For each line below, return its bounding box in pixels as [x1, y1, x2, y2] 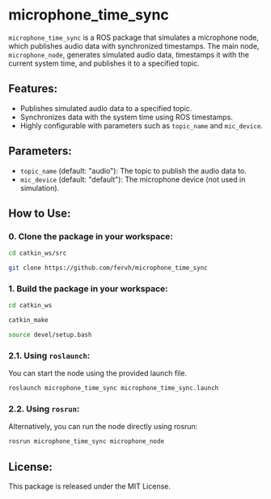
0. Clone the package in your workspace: [8, 230, 174, 242]
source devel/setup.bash [8, 331, 92, 339]
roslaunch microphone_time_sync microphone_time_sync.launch [8, 384, 219, 393]
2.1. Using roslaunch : [8, 350, 91, 361]
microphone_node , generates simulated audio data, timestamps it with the [8, 49, 249, 59]
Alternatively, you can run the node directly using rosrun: [8, 422, 198, 432]
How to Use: [8, 206, 71, 220]
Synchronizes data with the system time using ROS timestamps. [19, 112, 233, 122]
